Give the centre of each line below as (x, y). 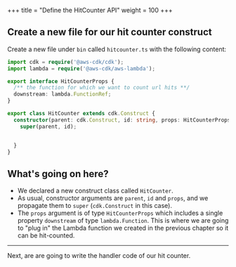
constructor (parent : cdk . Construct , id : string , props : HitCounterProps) (124, 120)
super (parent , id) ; (48, 126)
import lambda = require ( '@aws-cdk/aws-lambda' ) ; (81, 69)
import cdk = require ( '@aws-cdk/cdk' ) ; (66, 62)
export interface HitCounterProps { (61, 81)
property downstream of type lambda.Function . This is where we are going (123, 221)
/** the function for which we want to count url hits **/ (102, 88)
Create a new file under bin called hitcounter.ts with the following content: (117, 49)
